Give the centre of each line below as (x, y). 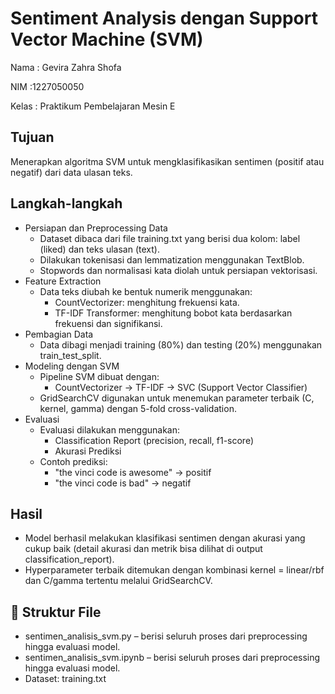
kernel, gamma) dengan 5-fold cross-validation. (138, 408)
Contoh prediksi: (73, 461)
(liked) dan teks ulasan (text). (99, 249)
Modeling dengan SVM (72, 366)
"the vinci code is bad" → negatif (123, 483)
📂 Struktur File (56, 612)
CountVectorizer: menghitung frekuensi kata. (147, 302)
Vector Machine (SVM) (107, 39)
